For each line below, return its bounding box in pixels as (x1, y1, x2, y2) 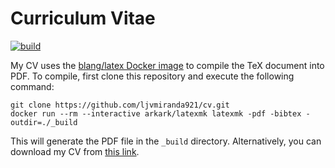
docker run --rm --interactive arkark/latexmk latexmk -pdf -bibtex (10, 108, 302, 119)
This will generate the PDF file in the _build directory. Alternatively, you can (10, 135, 322, 147)
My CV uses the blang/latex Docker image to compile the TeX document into (10, 59, 325, 71)
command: (10, 80, 55, 92)
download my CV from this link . (10, 145, 140, 157)
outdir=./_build (10, 117, 78, 127)
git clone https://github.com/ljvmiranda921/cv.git (10, 100, 230, 110)
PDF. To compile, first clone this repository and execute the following (10, 70, 295, 82)
